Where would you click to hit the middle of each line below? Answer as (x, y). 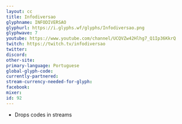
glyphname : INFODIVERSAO (36, 22)
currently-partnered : (32, 76)
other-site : (20, 60)
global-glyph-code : (30, 71)
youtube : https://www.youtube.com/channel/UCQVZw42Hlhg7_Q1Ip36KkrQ (91, 38)
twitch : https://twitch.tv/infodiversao (56, 44)
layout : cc (19, 11)
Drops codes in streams (43, 115)
